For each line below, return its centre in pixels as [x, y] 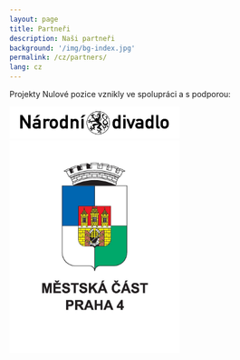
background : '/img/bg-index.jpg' [72, 48]
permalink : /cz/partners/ [58, 58]
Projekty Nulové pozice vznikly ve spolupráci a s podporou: [120, 94]
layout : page [34, 19]
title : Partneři [40, 29]
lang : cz [26, 67]
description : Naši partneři [62, 38]
